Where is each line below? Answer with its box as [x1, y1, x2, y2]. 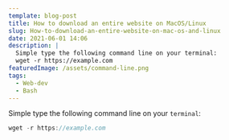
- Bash [15, 86, 38, 95]
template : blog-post [8, 11, 78, 20]
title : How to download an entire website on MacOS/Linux [8, 19, 207, 27]
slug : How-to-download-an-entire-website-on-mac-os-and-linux [8, 27, 221, 35]
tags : [8, 72, 27, 80]
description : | [8, 42, 59, 50]
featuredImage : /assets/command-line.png [8, 64, 149, 72]
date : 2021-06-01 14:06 [8, 34, 88, 43]
